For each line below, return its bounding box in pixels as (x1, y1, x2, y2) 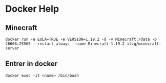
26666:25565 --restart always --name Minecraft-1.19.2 (5, 41, 125, 46)
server (5, 46, 19, 51)
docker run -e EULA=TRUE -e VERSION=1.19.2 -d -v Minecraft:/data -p (5, 37, 157, 42)
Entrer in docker (5, 60, 58, 68)
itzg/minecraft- (127, 41, 161, 46)
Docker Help (5, 3, 59, 15)
